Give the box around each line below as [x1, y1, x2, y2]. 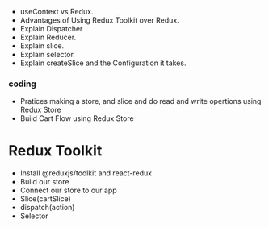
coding [8, 78, 36, 89]
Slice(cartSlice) [19, 194, 71, 204]
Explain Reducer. [19, 32, 77, 42]
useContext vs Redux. [19, 7, 94, 16]
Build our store [19, 177, 69, 187]
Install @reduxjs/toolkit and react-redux [19, 168, 152, 178]
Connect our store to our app [19, 185, 117, 196]
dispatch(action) [19, 203, 75, 213]
